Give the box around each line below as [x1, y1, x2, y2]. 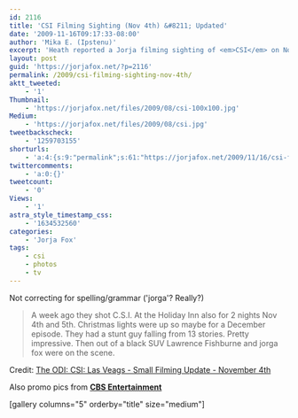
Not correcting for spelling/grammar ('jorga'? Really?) [9, 292, 205, 303]
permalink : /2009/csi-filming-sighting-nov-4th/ [9, 71, 192, 80]
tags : [9, 244, 29, 252]
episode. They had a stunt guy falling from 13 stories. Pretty [30, 329, 250, 339]
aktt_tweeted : [9, 79, 62, 88]
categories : [9, 227, 53, 236]
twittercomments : [9, 161, 74, 170]
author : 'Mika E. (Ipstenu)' [9, 37, 117, 47]
